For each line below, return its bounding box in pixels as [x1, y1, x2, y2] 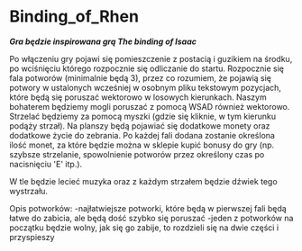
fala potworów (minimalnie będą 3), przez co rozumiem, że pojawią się [9, 72, 272, 83]
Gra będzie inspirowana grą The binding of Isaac [9, 36, 197, 47]
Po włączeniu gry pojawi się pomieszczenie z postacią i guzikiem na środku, [9, 53, 293, 64]
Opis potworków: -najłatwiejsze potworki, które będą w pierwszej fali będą [9, 202, 287, 213]
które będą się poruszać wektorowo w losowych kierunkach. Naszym [9, 92, 268, 103]
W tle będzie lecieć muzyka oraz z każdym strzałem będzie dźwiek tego [9, 175, 278, 186]
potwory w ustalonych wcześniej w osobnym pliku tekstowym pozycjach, [9, 82, 282, 93]
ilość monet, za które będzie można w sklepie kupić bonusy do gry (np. [9, 139, 275, 150]
